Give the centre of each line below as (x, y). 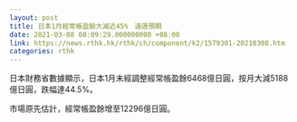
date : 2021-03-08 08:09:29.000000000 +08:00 (95, 34)
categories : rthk (42, 52)
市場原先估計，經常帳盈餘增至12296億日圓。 (92, 108)
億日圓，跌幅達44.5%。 (53, 89)
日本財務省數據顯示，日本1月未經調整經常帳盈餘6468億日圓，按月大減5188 (149, 79)
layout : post (34, 18)
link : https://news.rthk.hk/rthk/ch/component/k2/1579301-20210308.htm (147, 43)
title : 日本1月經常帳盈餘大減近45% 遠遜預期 (86, 26)
